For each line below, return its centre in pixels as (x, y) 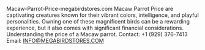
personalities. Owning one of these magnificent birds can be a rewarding (98, 21)
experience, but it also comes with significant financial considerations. (95, 28)
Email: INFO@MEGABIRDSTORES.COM (55, 41)
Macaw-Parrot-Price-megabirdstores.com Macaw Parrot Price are (90, 9)
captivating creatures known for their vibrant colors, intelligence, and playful (102, 15)
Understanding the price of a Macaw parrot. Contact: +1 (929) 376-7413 (97, 34)
